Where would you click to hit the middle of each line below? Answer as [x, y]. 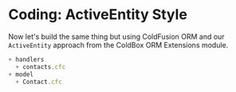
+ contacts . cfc [41, 67]
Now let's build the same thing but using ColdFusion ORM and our [116, 36]
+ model [21, 74]
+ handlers [26, 59]
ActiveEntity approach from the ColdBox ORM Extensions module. [118, 44]
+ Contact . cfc [39, 82]
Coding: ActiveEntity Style [98, 15]
